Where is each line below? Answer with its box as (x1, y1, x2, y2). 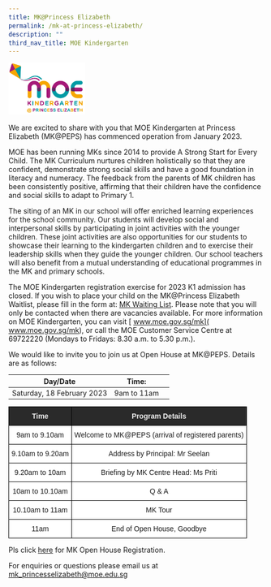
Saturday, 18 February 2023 (11, 388, 108, 398)
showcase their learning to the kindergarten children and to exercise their (8, 240, 254, 251)
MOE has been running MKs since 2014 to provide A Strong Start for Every (8, 147, 258, 158)
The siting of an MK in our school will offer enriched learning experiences (8, 206, 254, 216)
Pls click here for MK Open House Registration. (8, 545, 166, 555)
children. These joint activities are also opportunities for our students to (8, 232, 247, 242)
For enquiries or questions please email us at (8, 561, 158, 571)
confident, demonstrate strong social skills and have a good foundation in (8, 165, 254, 175)
